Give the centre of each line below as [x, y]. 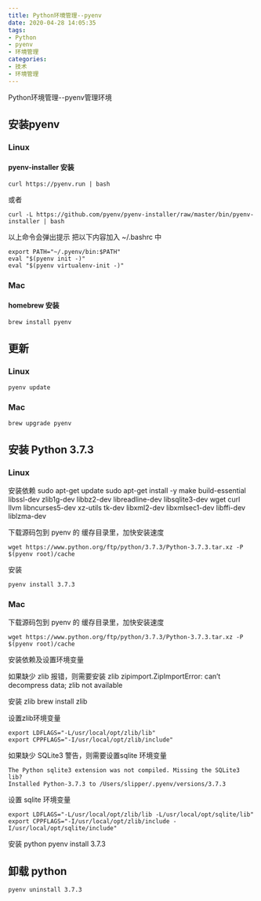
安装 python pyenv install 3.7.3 [57, 844]
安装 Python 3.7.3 [51, 449]
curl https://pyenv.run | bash [59, 184]
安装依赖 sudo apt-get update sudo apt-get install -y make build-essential [127, 490]
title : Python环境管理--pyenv [55, 15]
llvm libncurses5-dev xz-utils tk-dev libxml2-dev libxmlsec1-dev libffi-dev [127, 507]
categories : [27, 60]
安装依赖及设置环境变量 [46, 660]
